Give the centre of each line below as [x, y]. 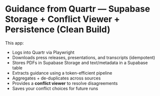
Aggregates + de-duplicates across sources [56, 78]
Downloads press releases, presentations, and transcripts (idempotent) [83, 57]
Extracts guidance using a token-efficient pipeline [62, 73]
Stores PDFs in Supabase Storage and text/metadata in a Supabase [80, 63]
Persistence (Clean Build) [58, 30]
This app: [15, 43]
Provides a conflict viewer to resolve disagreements [65, 83]
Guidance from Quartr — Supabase [78, 9]
